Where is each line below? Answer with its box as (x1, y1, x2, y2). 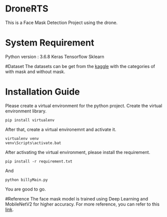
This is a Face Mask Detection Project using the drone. (5, 19, 118, 25)
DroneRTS (5, 3, 48, 14)
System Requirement (5, 37, 94, 48)
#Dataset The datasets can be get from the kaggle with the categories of (5, 63, 155, 69)
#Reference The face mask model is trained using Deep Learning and (5, 195, 148, 201)
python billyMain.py (5, 177, 48, 182)
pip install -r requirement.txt (5, 158, 72, 164)
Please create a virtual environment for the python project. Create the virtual (5, 102, 162, 108)
